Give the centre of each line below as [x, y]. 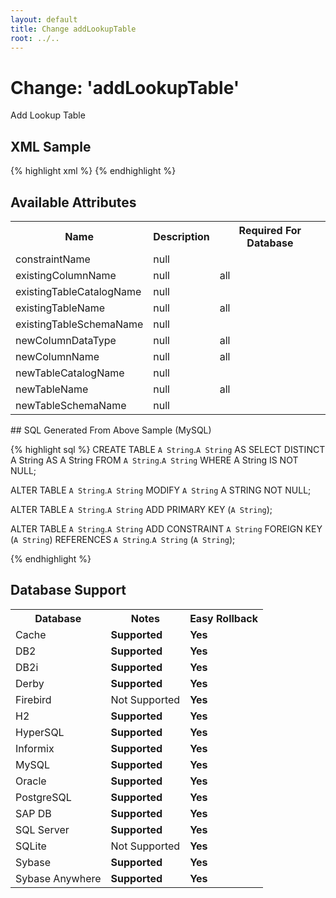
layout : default [44, 19]
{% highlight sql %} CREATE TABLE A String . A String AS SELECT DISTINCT [168, 449]
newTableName [52, 389]
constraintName [53, 259]
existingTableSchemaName [79, 324]
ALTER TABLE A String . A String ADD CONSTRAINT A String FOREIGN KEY [166, 528]
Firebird [33, 699]
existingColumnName [66, 275]
